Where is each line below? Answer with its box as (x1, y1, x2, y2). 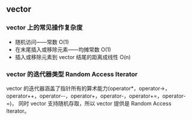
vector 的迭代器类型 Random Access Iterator (6, 70, 138, 78)
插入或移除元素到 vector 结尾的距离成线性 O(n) (14, 53, 131, 60)
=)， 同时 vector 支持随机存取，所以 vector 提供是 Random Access (6, 99, 172, 107)
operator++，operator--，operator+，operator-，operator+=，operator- (6, 92, 186, 99)
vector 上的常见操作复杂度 (6, 24, 83, 32)
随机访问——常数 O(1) (14, 38, 69, 45)
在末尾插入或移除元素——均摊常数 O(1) (14, 46, 111, 53)
